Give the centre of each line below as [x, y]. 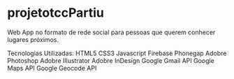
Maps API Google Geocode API [52, 68]
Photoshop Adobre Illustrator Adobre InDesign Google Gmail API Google [111, 60]
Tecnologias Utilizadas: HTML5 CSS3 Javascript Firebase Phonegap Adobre [117, 53]
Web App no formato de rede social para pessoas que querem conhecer [111, 32]
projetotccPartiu [56, 13]
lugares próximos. [33, 39]
